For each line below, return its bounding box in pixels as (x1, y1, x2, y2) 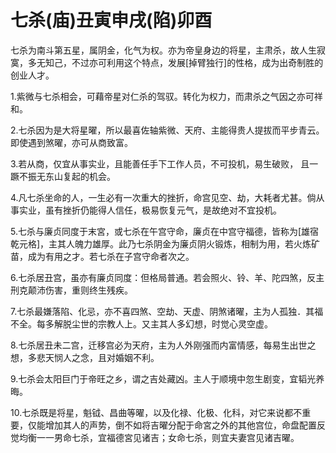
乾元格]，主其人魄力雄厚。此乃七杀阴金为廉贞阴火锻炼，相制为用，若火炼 (10, 237, 312, 250)
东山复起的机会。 (44, 170, 116, 182)
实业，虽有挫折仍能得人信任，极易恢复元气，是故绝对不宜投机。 (18, 204, 282, 216)
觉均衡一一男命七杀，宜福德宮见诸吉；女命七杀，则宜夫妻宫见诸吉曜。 (10, 431, 300, 443)
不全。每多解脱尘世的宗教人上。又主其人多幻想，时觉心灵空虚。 (10, 317, 273, 330)
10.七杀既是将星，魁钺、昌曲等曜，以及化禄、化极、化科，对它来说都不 (10, 406, 303, 418)
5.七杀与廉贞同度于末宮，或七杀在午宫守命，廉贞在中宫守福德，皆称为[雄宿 (10, 225, 320, 237)
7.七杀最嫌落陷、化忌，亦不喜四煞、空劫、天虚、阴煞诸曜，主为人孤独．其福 (10, 305, 324, 317)
